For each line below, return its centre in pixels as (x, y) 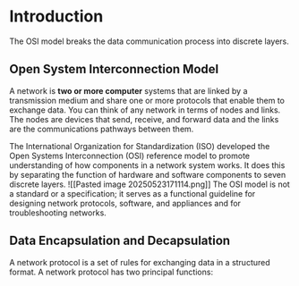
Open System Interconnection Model (114, 69)
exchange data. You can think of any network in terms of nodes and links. (145, 110)
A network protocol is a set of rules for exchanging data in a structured (140, 262)
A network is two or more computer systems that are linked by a (128, 90)
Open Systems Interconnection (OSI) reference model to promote (130, 156)
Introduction (56, 17)
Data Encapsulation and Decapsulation (120, 241)
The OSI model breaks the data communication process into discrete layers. (149, 41)
